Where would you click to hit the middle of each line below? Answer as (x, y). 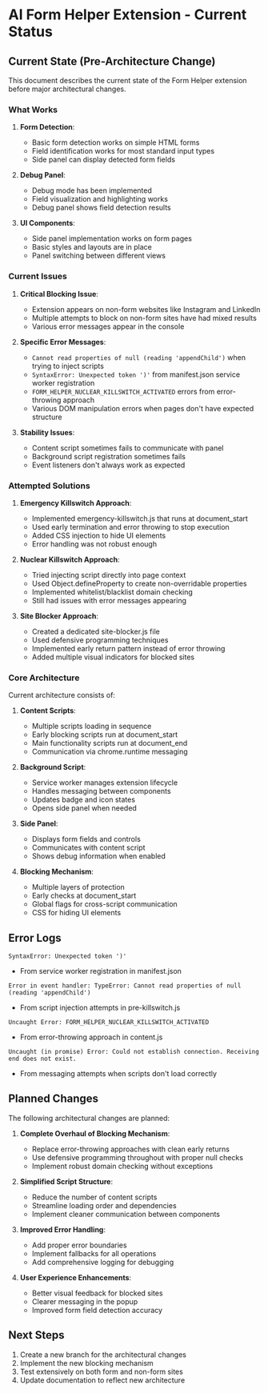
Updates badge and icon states (84, 800)
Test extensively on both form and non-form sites (102, 1371)
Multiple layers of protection (78, 887)
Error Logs (35, 938)
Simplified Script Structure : (66, 1181)
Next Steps (36, 1335)
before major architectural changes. (67, 89)
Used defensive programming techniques (100, 640)
